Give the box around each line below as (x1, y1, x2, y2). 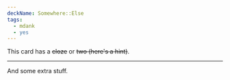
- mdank (13, 22, 36, 29)
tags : (7, 16, 23, 23)
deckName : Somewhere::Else (7, 9, 84, 17)
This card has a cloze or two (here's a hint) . (7, 47, 130, 56)
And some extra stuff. (7, 67, 68, 75)
